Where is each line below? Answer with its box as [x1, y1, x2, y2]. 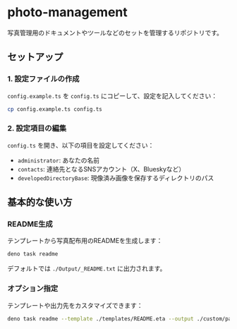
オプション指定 [7, 284, 59, 294]
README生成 [7, 220, 53, 229]
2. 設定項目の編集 [7, 124, 67, 133]
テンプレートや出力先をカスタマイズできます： [7, 301, 143, 309]
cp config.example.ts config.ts [7, 105, 102, 113]
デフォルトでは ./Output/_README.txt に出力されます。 [7, 264, 166, 273]
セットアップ [7, 51, 63, 64]
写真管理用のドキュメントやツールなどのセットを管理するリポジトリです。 [7, 28, 224, 37]
